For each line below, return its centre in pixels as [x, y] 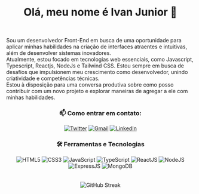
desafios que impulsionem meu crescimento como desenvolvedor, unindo [97, 72]
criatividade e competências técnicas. [53, 78]
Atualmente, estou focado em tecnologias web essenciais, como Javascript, [100, 59]
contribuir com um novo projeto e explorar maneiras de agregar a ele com [97, 91]
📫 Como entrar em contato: [100, 113]
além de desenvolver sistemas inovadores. [59, 53]
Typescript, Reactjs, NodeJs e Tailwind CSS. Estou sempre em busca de [95, 66]
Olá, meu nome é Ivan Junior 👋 [100, 12]
